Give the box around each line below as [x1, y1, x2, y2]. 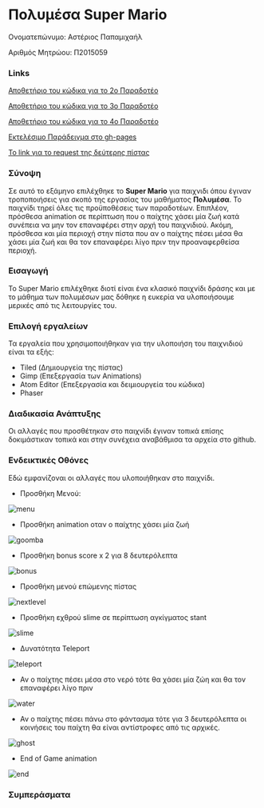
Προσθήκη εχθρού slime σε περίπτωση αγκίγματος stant [19, 612, 207, 622]
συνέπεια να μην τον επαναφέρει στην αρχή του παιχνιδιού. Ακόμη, [8, 220, 234, 230]
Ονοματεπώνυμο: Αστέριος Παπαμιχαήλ [8, 32, 143, 42]
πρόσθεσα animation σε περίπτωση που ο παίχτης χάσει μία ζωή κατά [8, 211, 240, 221]
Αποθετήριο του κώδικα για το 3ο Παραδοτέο [8, 102, 159, 111]
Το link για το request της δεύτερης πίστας [8, 148, 150, 158]
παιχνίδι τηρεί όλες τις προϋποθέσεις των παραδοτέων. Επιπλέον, [8, 202, 230, 213]
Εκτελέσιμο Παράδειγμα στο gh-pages [8, 132, 137, 142]
